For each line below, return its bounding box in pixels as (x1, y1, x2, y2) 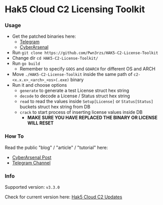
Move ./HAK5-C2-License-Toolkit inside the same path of (12, 71, 133, 78)
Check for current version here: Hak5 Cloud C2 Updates (5, 194, 122, 200)
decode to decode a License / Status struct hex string (19, 93, 131, 99)
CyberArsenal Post (12, 154, 52, 160)
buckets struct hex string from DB (19, 104, 91, 110)
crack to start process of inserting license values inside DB (19, 109, 143, 115)
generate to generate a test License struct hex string (19, 88, 129, 94)
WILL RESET (27, 120, 54, 126)
